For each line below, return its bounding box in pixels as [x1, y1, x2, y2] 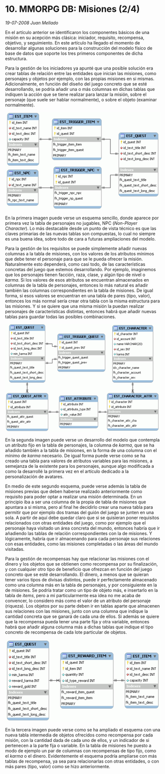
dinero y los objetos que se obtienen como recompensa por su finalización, [5, 561, 158, 567]
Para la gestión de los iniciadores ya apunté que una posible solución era [5, 65, 154, 71]
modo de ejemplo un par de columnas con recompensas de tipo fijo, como [5, 748, 157, 754]
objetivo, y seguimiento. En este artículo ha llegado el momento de [5, 40, 140, 45]
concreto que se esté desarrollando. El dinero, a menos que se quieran [5, 571, 149, 577]
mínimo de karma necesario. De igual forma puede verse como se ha [5, 453, 146, 459]
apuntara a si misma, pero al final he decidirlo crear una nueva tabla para [5, 504, 153, 510]
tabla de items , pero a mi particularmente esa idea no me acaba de [5, 593, 141, 599]
